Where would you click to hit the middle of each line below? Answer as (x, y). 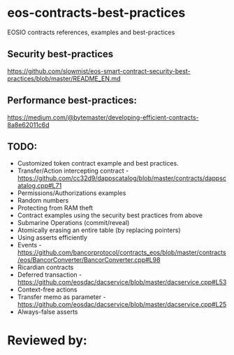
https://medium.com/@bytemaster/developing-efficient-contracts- (103, 117)
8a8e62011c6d (29, 124)
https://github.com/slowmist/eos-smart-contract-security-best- (99, 71)
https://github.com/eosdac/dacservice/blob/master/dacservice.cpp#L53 (122, 282)
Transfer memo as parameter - (61, 297)
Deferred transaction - (50, 275)
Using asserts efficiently (52, 238)
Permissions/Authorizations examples (72, 193)
